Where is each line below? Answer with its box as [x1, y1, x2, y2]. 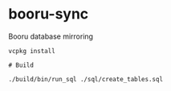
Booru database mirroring [8, 31, 94, 41]
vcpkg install [8, 47, 56, 55]
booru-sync [8, 5, 89, 23]
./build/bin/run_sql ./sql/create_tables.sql [8, 75, 163, 83]
